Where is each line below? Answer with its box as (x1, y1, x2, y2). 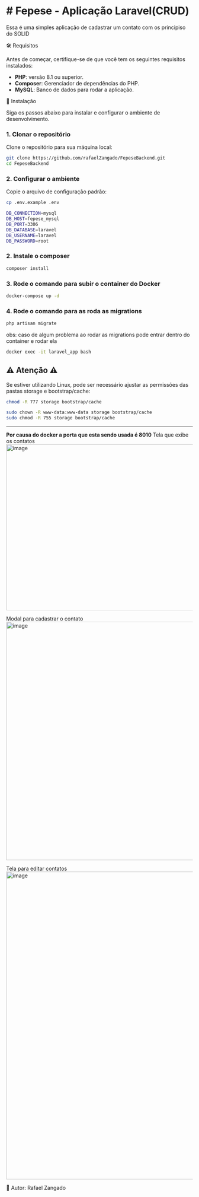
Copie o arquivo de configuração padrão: (6, 188, 107, 195)
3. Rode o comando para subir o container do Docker (6, 279, 161, 288)
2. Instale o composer (6, 252, 70, 260)
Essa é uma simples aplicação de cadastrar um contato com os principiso (6, 24, 186, 31)
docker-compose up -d (6, 292, 60, 299)
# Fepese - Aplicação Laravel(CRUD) (6, 4, 190, 18)
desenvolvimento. (6, 115, 50, 122)
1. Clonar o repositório (6, 130, 71, 138)
